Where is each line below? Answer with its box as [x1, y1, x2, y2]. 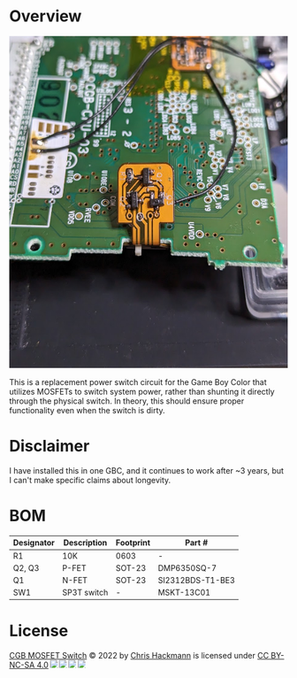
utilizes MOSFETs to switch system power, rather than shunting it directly [9, 386, 276, 397]
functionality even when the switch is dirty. [9, 404, 165, 415]
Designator [12, 537, 56, 548]
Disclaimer [9, 436, 90, 457]
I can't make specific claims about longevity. [9, 474, 171, 485]
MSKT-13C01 [157, 587, 210, 598]
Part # [185, 537, 209, 548]
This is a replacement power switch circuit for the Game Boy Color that [9, 376, 267, 387]
